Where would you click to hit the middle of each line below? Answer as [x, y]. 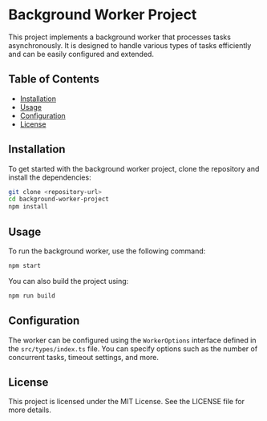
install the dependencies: [50, 177]
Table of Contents [54, 79]
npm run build [32, 296]
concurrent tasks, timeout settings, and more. [83, 357]
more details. [30, 410]
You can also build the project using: [69, 281]
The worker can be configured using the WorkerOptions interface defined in [132, 340]
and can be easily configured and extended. [81, 54]
